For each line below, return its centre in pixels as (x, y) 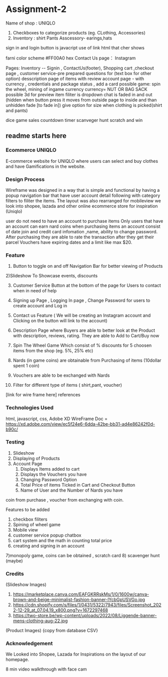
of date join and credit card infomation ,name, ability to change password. (82, 231)
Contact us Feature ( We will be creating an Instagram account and (82, 315)
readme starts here (36, 136)
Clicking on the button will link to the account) (60, 321)
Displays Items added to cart (50, 469)
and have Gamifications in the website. (45, 166)
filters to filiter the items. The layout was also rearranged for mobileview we (83, 200)
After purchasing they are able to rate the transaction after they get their (80, 237)
